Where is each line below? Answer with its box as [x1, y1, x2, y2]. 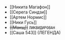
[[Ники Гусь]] [9, 19, 37, 25]
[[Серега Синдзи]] [9, 9, 47, 15]
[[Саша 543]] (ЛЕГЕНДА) [9, 30, 61, 35]
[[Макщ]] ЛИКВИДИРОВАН [9, 25, 55, 30]
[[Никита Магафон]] [9, 4, 51, 10]
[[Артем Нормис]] [9, 14, 47, 20]
